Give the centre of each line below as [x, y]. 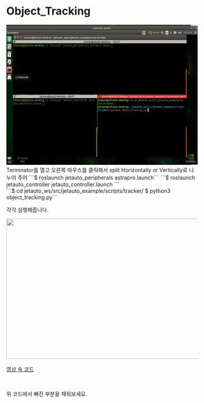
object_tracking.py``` [32, 197]
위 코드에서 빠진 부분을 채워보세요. [47, 394]
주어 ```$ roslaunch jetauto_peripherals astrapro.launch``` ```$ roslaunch [106, 178]
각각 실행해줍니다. [28, 210]
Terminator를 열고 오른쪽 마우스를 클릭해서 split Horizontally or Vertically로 [97, 170]
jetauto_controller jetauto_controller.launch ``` [63, 184]
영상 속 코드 [20, 369]
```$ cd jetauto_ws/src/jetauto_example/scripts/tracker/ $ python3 [89, 191]
